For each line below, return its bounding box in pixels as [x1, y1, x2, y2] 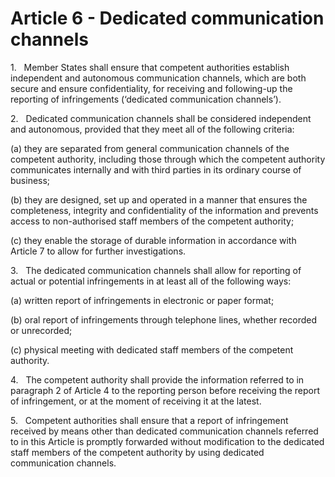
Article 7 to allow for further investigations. [10, 245, 187, 257]
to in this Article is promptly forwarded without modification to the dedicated [10, 435, 325, 447]
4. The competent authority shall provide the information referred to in [10, 373, 305, 386]
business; [10, 174, 51, 186]
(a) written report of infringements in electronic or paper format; [10, 294, 275, 306]
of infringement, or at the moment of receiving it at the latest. [10, 395, 262, 407]
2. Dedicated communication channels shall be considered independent [10, 112, 312, 124]
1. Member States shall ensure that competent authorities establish [10, 61, 290, 73]
